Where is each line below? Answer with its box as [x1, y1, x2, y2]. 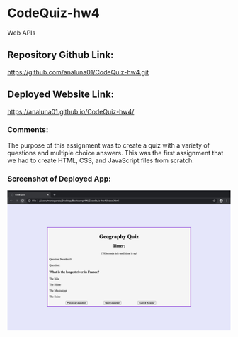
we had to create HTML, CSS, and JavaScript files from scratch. [7, 156, 194, 165]
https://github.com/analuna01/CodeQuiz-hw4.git [7, 67, 149, 76]
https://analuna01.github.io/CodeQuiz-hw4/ [7, 107, 135, 116]
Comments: [7, 125, 49, 135]
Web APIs [7, 28, 36, 37]
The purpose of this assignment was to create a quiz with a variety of [7, 140, 210, 150]
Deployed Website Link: [7, 89, 115, 101]
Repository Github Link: [7, 49, 114, 61]
